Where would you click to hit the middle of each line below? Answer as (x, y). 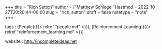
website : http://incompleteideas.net (41, 41)
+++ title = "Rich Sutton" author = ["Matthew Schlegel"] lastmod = (71, 7)
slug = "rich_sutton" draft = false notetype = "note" (97, 12)
